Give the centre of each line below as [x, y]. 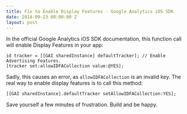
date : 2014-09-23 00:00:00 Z [41, 17]
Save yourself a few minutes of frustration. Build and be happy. [82, 105]
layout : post [22, 22]
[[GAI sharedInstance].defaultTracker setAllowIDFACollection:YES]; [91, 94]
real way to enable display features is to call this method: [75, 83]
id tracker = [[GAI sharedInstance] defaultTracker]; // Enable [86, 56]
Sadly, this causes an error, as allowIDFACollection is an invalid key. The [93, 77]
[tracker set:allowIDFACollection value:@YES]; [65, 66]
